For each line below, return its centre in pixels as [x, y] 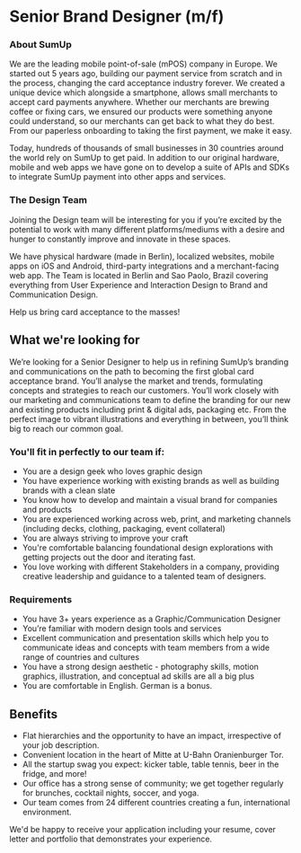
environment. [47, 812]
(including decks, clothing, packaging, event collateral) [124, 528]
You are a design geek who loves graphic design [112, 471]
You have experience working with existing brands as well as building [151, 480]
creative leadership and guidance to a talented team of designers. [144, 576]
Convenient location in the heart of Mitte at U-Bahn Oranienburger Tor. [153, 755]
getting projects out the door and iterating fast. [109, 557]
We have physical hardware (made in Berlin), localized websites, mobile [142, 256]
